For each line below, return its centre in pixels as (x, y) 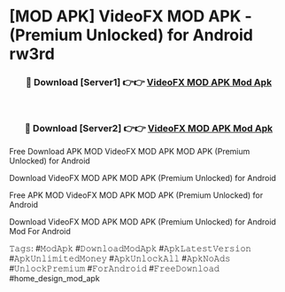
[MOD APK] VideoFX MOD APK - (131, 16)
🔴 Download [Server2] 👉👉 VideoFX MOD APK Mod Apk (149, 129)
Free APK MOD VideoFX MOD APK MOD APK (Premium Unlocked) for (136, 195)
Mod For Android (40, 231)
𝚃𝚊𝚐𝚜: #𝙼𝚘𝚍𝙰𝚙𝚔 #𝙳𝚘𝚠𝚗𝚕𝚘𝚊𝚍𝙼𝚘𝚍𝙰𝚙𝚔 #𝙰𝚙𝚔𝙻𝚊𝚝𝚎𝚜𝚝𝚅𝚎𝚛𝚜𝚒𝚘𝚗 (131, 248)
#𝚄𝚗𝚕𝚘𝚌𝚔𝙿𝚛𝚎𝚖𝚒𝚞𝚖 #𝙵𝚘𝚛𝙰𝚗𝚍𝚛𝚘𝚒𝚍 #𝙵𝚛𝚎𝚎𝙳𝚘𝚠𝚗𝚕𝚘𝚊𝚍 (114, 268)
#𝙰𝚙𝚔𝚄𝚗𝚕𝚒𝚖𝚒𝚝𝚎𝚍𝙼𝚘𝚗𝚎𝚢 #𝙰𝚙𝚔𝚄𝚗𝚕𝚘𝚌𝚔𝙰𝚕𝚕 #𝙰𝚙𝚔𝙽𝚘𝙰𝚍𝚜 (120, 258)
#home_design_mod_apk (54, 278)
